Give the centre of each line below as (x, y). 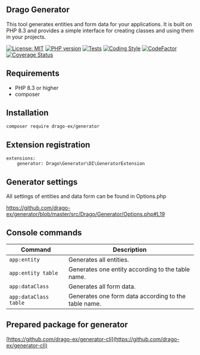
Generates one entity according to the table (129, 269)
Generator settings (42, 182)
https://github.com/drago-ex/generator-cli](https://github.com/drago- (94, 339)
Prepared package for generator (67, 325)
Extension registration (48, 144)
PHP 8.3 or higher (37, 88)
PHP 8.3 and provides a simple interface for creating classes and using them (100, 30)
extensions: (21, 158)
